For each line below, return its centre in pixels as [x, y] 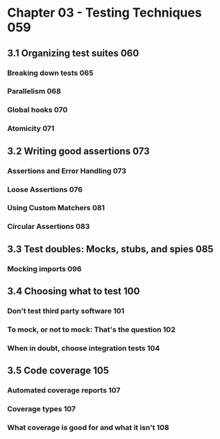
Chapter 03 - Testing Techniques [105, 13]
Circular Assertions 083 [49, 227]
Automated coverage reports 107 [64, 390]
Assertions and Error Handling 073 [67, 171]
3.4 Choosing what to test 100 [74, 292]
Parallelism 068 [34, 92]
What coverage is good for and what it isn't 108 [88, 427]
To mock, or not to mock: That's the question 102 [91, 329]
